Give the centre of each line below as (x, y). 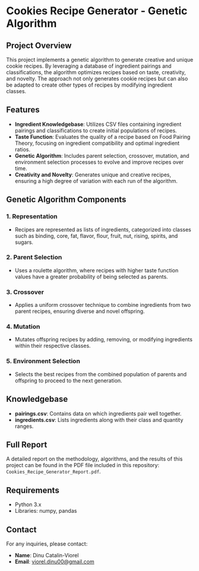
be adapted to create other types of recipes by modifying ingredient (89, 85)
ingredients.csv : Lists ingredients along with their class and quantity (99, 420)
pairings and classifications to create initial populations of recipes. (96, 130)
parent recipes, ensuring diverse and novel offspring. (80, 311)
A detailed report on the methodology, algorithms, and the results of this (94, 459)
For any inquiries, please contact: (47, 544)
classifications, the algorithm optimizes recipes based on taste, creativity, (96, 72)
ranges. (24, 426)
